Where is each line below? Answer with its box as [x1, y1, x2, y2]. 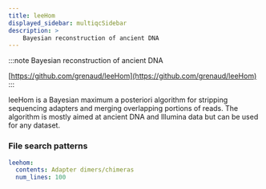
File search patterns [8, 140, 88, 152]
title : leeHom [8, 11, 56, 20]
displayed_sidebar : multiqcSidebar [8, 19, 127, 27]
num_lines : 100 [15, 173, 66, 182]
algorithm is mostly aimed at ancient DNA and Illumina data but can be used [8, 112, 259, 122]
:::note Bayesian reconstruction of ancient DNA [8, 56, 163, 65]
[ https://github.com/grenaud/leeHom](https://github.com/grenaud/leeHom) [8, 71, 257, 81]
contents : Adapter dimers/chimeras [15, 166, 135, 174]
